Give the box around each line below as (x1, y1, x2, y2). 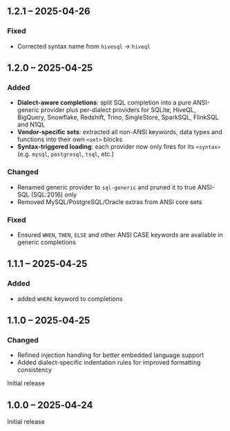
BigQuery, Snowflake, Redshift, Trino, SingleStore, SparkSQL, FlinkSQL (17, 113, 219, 122)
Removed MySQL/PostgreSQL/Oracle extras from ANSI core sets (17, 197, 202, 206)
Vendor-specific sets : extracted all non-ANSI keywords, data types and (17, 128, 222, 136)
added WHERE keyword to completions (17, 294, 123, 303)
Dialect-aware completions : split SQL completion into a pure (17, 98, 191, 107)
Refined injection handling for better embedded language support (17, 351, 204, 359)
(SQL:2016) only (30, 190, 77, 199)
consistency (17, 366, 52, 374)
